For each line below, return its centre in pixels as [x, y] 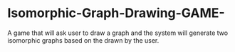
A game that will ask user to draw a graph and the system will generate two [118, 33]
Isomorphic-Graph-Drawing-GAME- [116, 13]
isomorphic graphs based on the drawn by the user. [83, 40]
